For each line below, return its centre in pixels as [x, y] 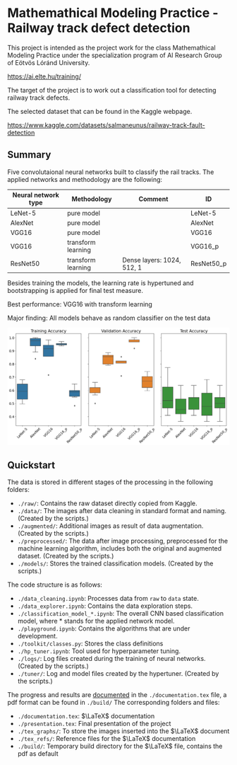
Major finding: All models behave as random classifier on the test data [109, 318]
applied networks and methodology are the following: [85, 179]
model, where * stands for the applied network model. [96, 621]
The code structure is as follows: [55, 585]
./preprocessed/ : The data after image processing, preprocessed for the [122, 541]
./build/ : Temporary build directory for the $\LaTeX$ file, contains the [120, 746]
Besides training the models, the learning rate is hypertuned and [101, 283]
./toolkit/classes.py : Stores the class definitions [90, 644]
